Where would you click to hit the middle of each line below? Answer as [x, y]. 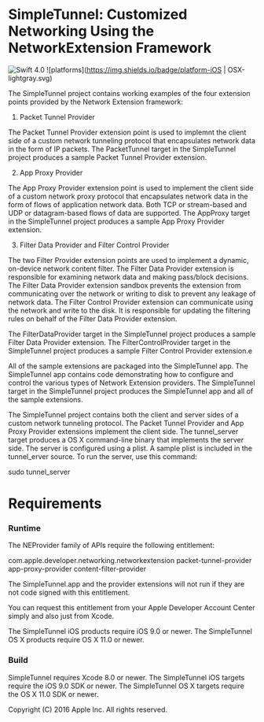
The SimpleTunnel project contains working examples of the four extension [129, 93]
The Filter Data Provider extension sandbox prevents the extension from [125, 285]
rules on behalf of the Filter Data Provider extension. [93, 318]
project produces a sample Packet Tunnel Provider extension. [108, 157]
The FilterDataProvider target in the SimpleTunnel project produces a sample [132, 334]
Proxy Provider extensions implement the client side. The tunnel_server [123, 431]
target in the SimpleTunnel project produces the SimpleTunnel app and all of [131, 391]
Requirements [55, 504]
